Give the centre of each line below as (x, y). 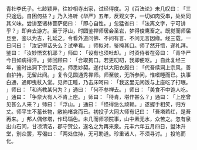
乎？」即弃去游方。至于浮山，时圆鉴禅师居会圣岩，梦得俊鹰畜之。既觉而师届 (98, 31)
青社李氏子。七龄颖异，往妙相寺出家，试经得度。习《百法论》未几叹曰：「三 (98, 9)
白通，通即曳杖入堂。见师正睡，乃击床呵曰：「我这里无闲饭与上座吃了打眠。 (98, 82)
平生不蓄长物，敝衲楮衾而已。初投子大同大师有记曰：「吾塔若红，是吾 (106, 111)
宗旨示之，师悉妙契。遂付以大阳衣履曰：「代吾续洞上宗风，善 (116, 67)
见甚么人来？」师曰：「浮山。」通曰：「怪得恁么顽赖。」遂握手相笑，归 (93, 104)
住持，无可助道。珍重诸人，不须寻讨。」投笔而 (129, 134)
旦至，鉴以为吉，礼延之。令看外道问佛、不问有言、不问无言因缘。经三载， (96, 38)
